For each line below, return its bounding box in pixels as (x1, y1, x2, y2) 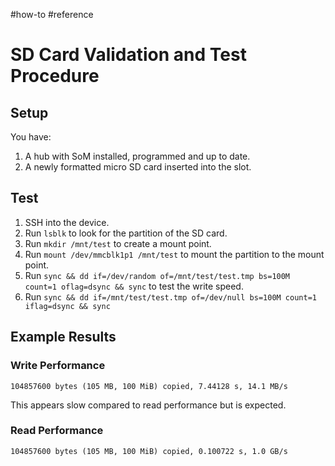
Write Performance (10, 359, 106, 373)
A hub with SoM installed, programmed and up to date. (24, 150, 251, 162)
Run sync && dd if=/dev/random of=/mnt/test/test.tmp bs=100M (24, 269, 291, 281)
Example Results (10, 329, 117, 346)
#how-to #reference (10, 9, 94, 20)
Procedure (10, 65, 100, 88)
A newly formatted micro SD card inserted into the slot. (24, 161, 252, 173)
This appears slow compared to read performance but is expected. (10, 399, 287, 411)
